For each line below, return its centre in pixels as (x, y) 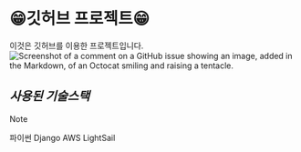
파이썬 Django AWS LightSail (62, 137)
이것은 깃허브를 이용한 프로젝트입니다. (77, 46)
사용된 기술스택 (50, 96)
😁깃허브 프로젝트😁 (80, 19)
